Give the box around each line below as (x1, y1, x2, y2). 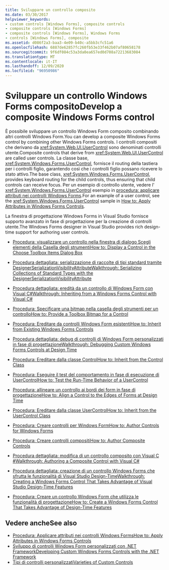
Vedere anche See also (5, 519, 77, 528)
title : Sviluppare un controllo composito (5, 7, 96, 13)
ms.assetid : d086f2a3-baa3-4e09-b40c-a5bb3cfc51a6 (5, 40, 114, 45)
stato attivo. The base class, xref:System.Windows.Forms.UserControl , (5, 171, 151, 177)
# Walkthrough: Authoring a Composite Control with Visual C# (12, 458, 140, 464)
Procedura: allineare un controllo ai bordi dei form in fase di (12, 386, 136, 392)
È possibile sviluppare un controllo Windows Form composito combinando (5, 128, 159, 134)
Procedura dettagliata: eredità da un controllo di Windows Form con (12, 285, 153, 291)
